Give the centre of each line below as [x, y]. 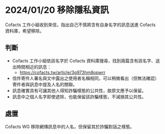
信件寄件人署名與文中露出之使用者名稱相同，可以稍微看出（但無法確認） [85, 78]
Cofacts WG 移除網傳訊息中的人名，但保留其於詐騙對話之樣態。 [70, 127]
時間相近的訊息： [34, 67]
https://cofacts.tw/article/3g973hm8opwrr [63, 72]
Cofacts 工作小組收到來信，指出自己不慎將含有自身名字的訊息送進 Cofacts [81, 25]
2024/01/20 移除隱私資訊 [57, 10]
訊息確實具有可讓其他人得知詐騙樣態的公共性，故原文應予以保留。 [79, 90]
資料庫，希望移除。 [25, 31]
